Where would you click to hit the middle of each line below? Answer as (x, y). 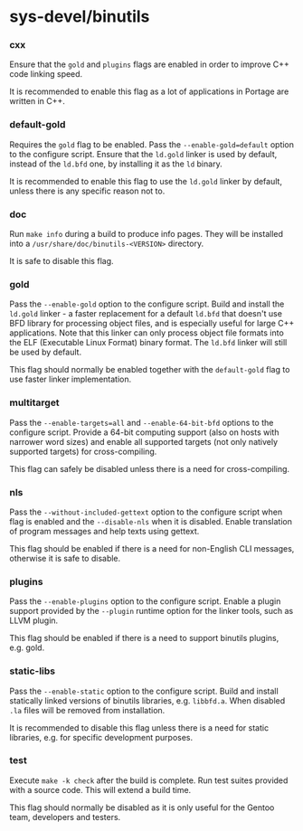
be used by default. (46, 352)
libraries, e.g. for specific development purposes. (101, 737)
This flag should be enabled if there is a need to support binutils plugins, (144, 638)
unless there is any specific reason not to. (87, 191)
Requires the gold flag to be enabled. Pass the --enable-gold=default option (152, 144)
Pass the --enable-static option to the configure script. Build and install (144, 691)
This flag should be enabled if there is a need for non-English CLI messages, (152, 548)
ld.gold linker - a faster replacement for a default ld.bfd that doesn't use (146, 314)
